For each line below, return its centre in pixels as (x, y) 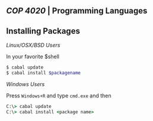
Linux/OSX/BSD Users (33, 45)
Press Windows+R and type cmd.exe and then (59, 96)
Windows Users (26, 84)
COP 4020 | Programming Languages (77, 11)
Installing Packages (43, 31)
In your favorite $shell (33, 57)
